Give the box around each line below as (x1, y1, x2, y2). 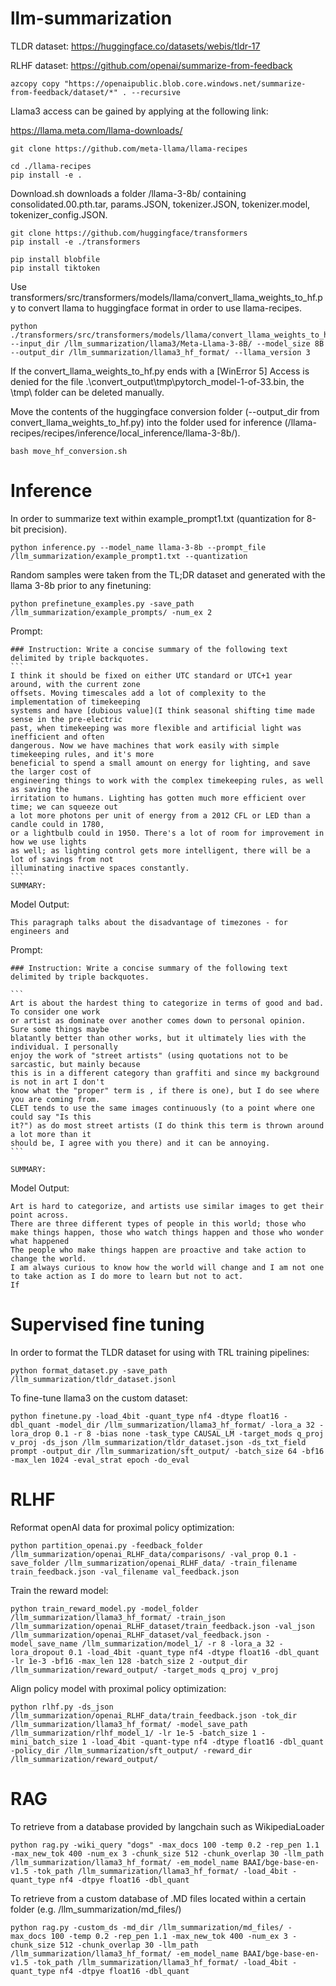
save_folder (10, 1558, 60, 1568)
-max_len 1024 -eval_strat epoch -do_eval (10, 1455, 190, 1465)
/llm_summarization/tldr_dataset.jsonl (10, 1374, 177, 1384)
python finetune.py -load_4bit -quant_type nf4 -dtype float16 (10, 1411, 280, 1421)
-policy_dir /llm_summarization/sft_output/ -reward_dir (10, 1745, 253, 1756)
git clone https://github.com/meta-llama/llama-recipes (10, 143, 248, 154)
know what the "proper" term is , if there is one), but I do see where (10, 1085, 320, 1096)
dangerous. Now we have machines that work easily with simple (10, 740, 280, 751)
